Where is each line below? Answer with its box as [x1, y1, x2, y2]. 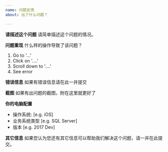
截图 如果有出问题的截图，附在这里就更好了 [5, 89, 96, 96]
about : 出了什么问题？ [5, 12, 48, 17]
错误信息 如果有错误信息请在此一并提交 [5, 79, 87, 85]
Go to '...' [12, 52, 32, 58]
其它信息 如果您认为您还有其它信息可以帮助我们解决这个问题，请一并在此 [5, 135, 158, 141]
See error [12, 68, 33, 74]
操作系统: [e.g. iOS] [12, 111, 53, 117]
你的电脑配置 [5, 100, 32, 107]
